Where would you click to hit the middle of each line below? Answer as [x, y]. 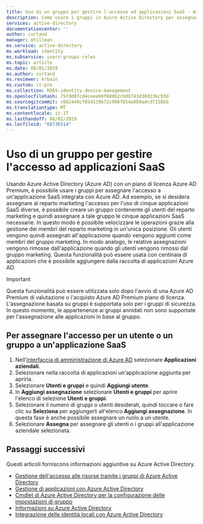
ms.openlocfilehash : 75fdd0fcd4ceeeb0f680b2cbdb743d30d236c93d [88, 96]
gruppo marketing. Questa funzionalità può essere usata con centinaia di [97, 255]
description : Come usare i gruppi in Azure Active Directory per [90, 18]
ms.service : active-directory [44, 46]
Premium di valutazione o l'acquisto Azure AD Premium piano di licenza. [96, 298]
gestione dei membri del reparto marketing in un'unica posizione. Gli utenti [99, 229]
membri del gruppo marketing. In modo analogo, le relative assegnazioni [96, 242]
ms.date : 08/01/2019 [32, 68]
